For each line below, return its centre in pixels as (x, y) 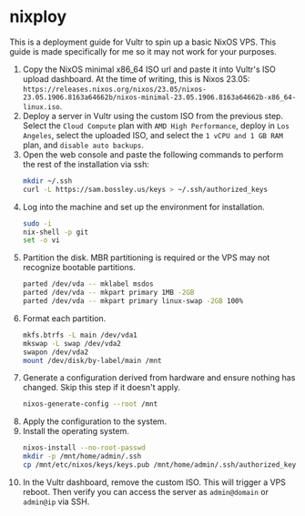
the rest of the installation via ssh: (86, 164)
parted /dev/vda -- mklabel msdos (88, 284)
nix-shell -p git (56, 232)
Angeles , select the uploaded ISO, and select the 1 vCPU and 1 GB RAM (153, 135)
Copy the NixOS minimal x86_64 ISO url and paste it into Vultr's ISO (149, 69)
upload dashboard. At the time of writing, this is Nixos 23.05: (136, 78)
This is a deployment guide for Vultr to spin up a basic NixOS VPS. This (143, 42)
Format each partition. (64, 318)
